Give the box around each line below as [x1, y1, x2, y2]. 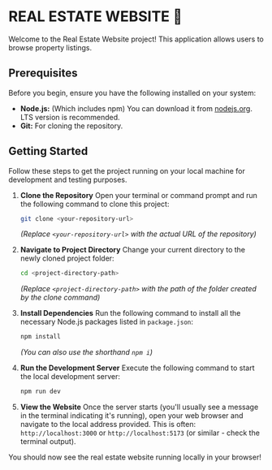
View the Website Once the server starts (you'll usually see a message [19, 402, 259, 412]
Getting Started [8, 144, 89, 158]
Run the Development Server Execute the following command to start [19, 363, 255, 373]
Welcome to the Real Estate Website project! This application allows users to [8, 34, 264, 44]
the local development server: [19, 372, 120, 382]
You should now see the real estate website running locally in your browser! [8, 452, 261, 462]
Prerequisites [8, 67, 78, 80]
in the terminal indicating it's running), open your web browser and [19, 411, 244, 420]
